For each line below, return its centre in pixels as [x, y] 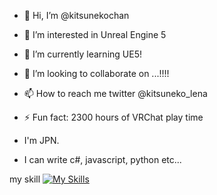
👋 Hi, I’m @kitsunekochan [76, 15]
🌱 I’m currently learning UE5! [82, 54]
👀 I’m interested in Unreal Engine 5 [95, 34]
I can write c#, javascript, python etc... [102, 159]
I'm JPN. [41, 140]
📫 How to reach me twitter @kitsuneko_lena [115, 93]
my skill [25, 179]
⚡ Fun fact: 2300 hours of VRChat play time [113, 117]
